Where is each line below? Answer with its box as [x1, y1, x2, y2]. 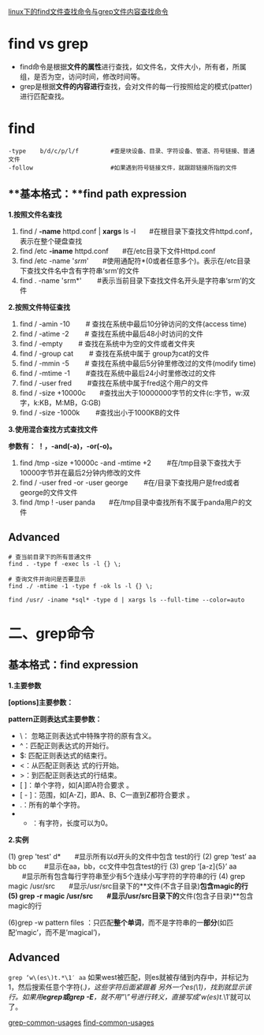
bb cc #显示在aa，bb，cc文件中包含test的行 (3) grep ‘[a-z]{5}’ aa [8, 862, 237, 871]
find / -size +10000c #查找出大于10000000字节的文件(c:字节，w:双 [19, 388, 251, 397]
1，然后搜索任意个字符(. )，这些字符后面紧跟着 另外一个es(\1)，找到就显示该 [8, 982, 252, 992]
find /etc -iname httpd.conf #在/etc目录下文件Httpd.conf [19, 246, 216, 255]
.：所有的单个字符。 [19, 799, 84, 810]
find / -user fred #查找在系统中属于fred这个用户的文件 [19, 378, 209, 388]
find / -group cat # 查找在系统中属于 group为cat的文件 [19, 348, 210, 358]
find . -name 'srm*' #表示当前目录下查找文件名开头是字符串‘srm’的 [19, 275, 249, 285]
